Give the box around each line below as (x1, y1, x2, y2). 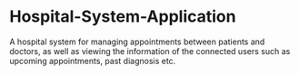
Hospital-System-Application (9, 6, 236, 27)
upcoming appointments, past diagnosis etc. (9, 55, 176, 66)
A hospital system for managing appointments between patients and (9, 36, 265, 47)
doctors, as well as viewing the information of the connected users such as (9, 45, 291, 56)
